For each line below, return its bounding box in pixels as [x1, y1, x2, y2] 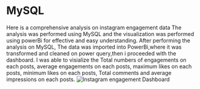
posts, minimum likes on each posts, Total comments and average [6, 69, 172, 76]
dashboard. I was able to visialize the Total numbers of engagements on [6, 56, 187, 63]
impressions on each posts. [6, 76, 75, 83]
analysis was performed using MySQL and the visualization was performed [6, 30, 195, 37]
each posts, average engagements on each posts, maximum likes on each [6, 62, 192, 70]
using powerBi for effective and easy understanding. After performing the [6, 37, 190, 44]
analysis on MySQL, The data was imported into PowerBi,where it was [6, 43, 182, 51]
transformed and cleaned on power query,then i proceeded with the [6, 49, 176, 57]
